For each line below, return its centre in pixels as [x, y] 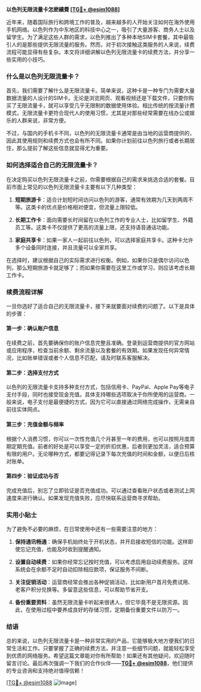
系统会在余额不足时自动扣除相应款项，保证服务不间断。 [83, 569]
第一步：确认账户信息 [32, 328]
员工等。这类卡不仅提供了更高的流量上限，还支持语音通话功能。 [93, 227]
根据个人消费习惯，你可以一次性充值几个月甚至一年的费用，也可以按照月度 [98, 438]
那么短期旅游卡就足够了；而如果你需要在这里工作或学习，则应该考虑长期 [106, 267]
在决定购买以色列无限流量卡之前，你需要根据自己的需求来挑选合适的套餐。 [98, 179]
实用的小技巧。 [30, 60]
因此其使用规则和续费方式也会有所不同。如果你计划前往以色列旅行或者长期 [98, 141]
